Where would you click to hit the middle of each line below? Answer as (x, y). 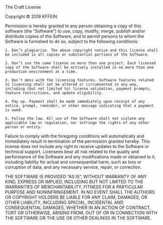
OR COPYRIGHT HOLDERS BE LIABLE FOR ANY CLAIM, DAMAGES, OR (76, 197)
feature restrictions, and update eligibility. (54, 93)
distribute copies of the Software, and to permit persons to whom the (75, 36)
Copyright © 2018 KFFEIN (31, 16)
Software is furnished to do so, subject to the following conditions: (72, 41)
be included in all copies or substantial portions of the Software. (77, 55)
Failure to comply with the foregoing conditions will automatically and (75, 136)
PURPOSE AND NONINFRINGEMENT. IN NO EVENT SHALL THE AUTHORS (80, 192)
